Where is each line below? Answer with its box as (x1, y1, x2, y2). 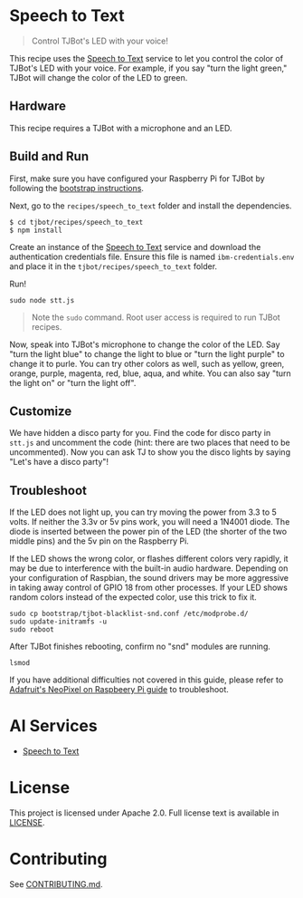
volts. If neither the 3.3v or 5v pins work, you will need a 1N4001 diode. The (9, 517, 290, 527)
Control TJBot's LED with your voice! (31, 35, 169, 46)
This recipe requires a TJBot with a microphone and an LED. (9, 122, 232, 133)
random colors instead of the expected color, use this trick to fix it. (9, 592, 258, 603)
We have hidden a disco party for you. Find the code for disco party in (9, 428, 271, 439)
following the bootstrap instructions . (9, 182, 145, 193)
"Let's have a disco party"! (9, 457, 109, 468)
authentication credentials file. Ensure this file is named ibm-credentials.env (9, 251, 295, 262)
